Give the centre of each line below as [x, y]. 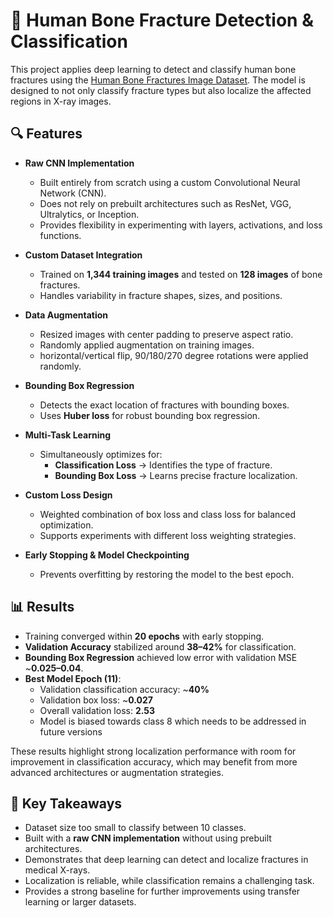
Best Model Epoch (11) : [73, 678]
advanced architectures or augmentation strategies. [117, 772]
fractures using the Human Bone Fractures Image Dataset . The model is [158, 80]
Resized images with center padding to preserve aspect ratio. [166, 334]
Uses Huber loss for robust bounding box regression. [150, 415]
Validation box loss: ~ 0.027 [96, 700]
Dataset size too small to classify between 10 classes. [135, 828]
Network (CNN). [73, 193]
